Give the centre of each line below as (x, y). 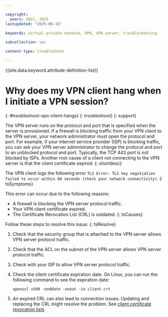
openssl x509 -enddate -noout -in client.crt (61, 289)
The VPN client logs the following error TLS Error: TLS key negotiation (80, 173)
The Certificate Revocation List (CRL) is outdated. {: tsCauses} (78, 214)
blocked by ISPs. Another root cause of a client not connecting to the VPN (82, 157)
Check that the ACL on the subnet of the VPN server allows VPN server (87, 249)
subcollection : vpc (26, 42)
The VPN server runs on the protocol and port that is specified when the (80, 125)
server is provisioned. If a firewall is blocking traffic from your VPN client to (83, 131)
